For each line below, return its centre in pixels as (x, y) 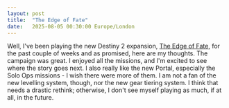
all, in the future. (31, 98)
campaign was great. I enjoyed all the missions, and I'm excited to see (107, 61)
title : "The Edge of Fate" (48, 20)
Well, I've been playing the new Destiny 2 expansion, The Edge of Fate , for (114, 46)
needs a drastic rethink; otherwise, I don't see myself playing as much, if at (114, 90)
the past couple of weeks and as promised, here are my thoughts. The (108, 53)
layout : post (26, 13)
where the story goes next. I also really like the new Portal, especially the (111, 68)
